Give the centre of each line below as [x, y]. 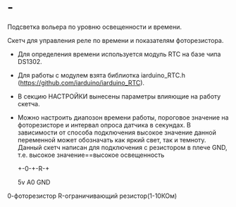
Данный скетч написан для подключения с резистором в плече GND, [122, 147]
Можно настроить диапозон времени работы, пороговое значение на [123, 117]
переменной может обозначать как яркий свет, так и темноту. [112, 139]
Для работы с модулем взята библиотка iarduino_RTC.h [101, 75]
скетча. [29, 103]
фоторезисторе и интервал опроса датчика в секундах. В [104, 125]
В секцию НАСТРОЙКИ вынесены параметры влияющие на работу [119, 96]
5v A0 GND [34, 182]
